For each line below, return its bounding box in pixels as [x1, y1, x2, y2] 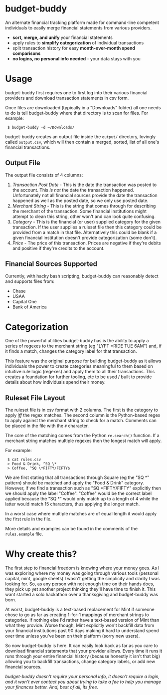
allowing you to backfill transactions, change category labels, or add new [5, 659, 156, 665]
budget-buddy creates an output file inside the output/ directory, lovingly [5, 133, 156, 140]
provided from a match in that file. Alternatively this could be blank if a [12, 229, 157, 235]
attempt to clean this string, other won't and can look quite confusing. [12, 213, 156, 220]
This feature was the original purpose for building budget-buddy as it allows [5, 358, 162, 364]
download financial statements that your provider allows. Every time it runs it [5, 648, 163, 654]
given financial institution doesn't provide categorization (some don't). [12, 234, 157, 240]
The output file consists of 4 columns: [5, 172, 83, 178]
